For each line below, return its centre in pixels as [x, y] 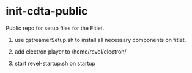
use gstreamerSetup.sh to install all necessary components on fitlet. [100, 40]
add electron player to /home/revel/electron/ [70, 51]
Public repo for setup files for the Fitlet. [55, 28]
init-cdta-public [47, 11]
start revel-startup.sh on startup [55, 63]
